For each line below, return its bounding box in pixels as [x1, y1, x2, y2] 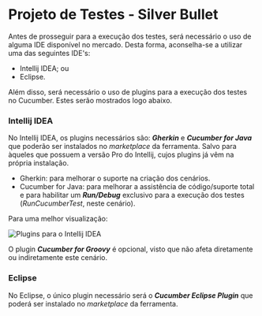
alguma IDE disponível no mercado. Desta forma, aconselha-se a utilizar [8, 39, 243, 49]
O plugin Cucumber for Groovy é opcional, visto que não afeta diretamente [8, 244, 254, 254]
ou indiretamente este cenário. [8, 253, 108, 262]
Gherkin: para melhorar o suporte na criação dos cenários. [19, 173, 211, 183]
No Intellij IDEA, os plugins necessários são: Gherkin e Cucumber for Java [8, 133, 253, 143]
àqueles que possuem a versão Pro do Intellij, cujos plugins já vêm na [8, 150, 234, 159]
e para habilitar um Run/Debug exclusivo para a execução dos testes [19, 191, 245, 200]
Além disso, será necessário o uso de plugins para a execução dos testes [8, 87, 247, 96]
